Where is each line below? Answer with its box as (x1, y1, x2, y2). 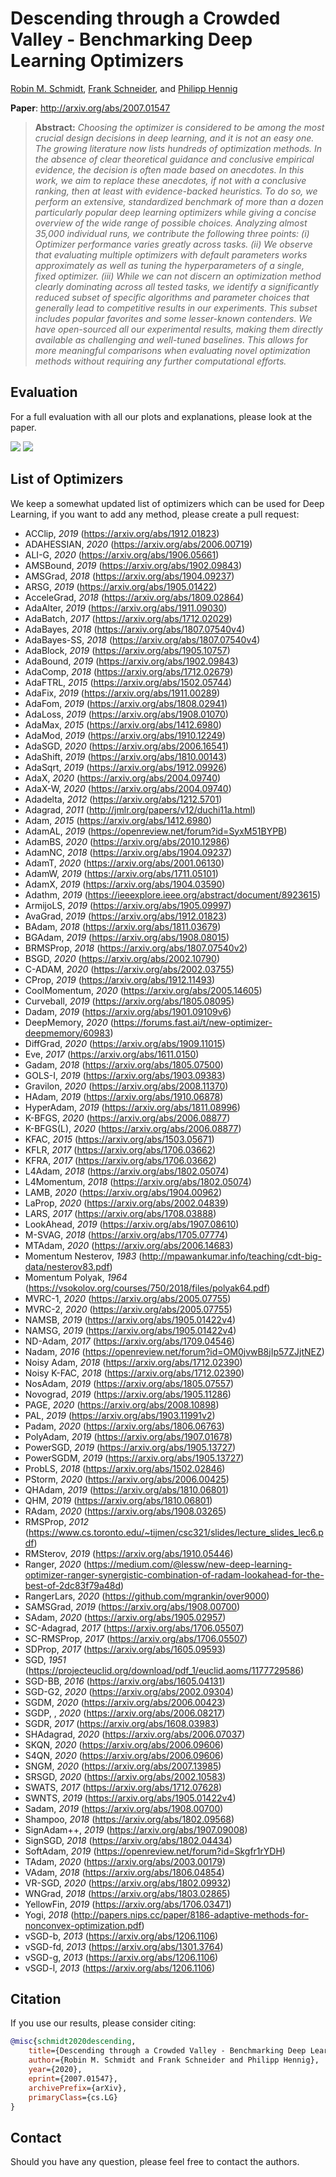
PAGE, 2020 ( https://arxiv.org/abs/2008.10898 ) (24, 1398, 220, 1411)
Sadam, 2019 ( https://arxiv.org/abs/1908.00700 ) (24, 1802, 224, 1814)
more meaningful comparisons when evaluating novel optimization (34, 344, 311, 356)
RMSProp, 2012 (24, 1515, 89, 1527)
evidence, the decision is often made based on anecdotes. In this (34, 163, 305, 176)
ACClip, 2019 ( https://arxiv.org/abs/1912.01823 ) (24, 527, 220, 539)
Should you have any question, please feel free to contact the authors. (10, 2156, 300, 2168)
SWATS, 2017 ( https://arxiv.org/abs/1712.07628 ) (24, 1781, 223, 1793)
